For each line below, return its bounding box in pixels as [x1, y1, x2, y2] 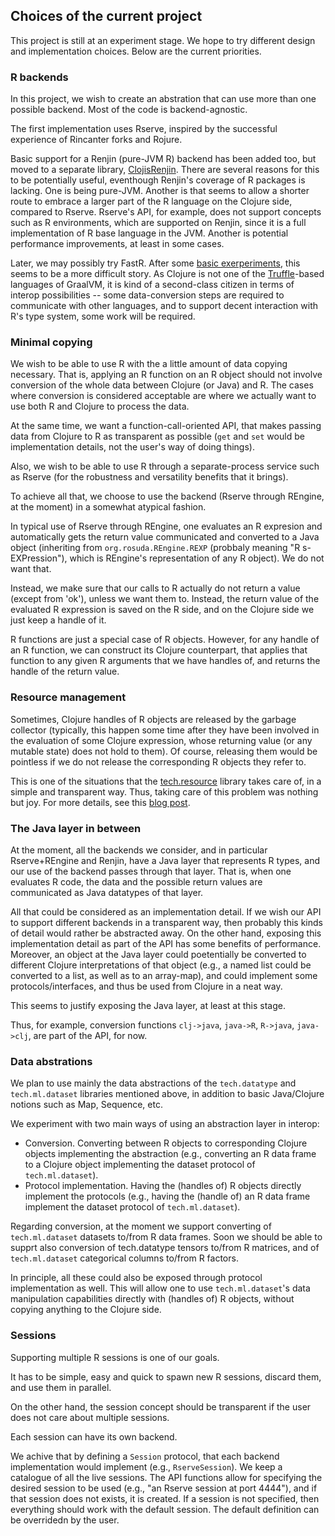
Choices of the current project [10, 8, 203, 25]
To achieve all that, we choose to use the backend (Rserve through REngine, [10, 490, 325, 503]
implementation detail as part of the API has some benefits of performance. [10, 938, 322, 949]
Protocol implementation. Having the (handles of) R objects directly [24, 1180, 302, 1192]
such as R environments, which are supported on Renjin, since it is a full [10, 217, 307, 229]
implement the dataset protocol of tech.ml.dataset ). [24, 1201, 241, 1213]
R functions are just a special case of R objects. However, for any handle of [10, 634, 320, 646]
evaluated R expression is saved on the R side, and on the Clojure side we [10, 604, 315, 616]
